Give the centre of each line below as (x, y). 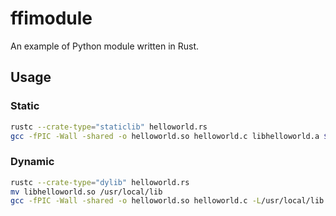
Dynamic (32, 162)
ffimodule (51, 18)
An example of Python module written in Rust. (105, 46)
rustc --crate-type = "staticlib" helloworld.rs (109, 127)
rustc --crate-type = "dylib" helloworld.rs (100, 182)
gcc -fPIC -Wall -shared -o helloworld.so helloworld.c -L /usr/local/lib (167, 201)
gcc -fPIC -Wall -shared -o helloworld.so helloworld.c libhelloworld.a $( (171, 136)
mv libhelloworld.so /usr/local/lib (86, 192)
